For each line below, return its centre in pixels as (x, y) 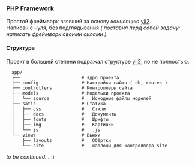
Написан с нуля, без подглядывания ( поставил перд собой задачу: (93, 28)
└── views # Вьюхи (56, 135)
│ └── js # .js (56, 130)
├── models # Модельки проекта (71, 93)
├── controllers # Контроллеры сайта (72, 88)
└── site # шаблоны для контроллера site (95, 146)
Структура (20, 48)
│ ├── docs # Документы (64, 114)
